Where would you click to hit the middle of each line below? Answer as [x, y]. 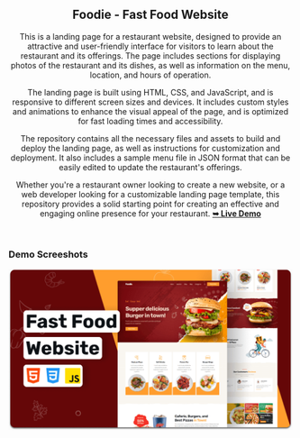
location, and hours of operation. [150, 75]
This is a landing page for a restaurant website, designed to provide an [150, 36]
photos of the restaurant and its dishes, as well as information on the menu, [150, 65]
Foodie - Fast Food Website [150, 15]
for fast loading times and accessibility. [150, 121]
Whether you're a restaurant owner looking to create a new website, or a [150, 185]
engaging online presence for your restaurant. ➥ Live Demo [150, 213]
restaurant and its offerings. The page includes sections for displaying [150, 55]
